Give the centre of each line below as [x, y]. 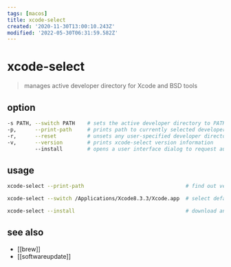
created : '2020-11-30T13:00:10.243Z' [61, 26]
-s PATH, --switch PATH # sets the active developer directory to [109, 123]
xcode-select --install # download [112, 211]
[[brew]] [29, 249]
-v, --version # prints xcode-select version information [110, 142]
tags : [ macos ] [27, 13]
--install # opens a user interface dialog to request [125, 149]
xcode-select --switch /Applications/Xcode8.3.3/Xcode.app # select [109, 199]
